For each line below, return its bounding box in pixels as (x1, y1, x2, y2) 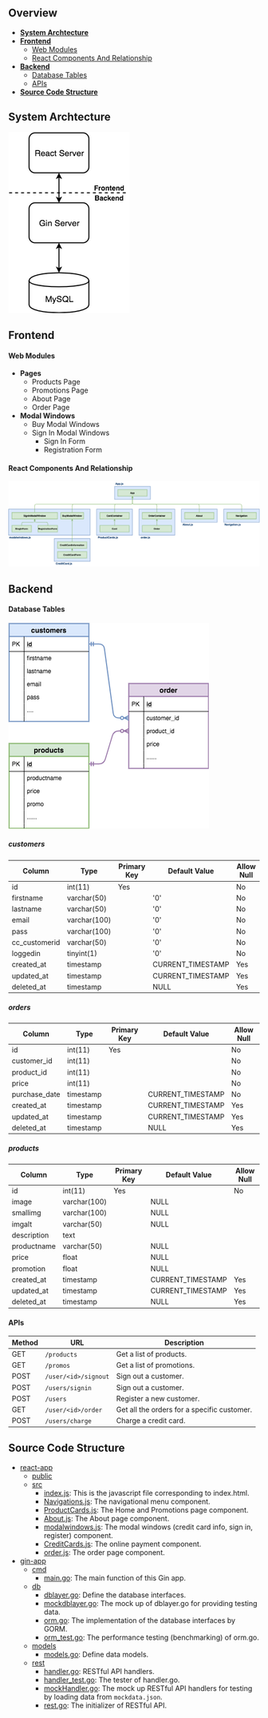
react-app (19, 1462, 53, 1472)
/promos (45, 1362, 70, 1370)
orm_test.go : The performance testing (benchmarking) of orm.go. (43, 1632, 259, 1642)
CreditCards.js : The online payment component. (43, 1539, 202, 1549)
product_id (11, 1067, 48, 1077)
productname (11, 1242, 56, 1251)
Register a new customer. (116, 1393, 200, 1403)
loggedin (11, 949, 41, 959)
